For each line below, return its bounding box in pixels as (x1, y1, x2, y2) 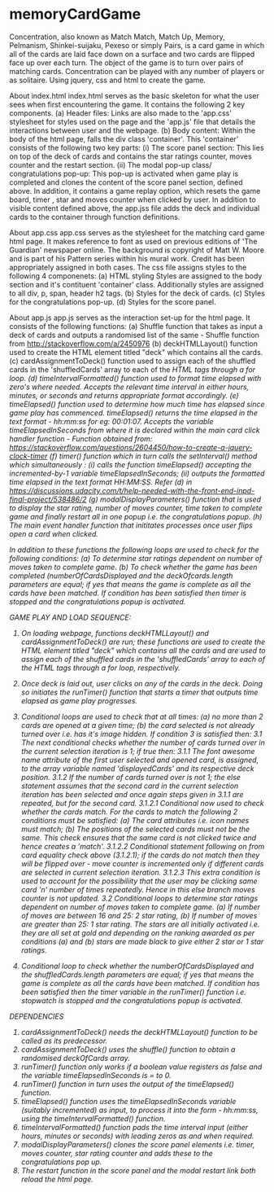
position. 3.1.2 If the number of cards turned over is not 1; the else (20, 772, 241, 782)
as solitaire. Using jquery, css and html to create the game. (9, 75, 207, 85)
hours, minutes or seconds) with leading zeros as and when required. (20, 1131, 254, 1141)
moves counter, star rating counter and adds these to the (20, 1148, 214, 1158)
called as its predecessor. (20, 1036, 108, 1045)
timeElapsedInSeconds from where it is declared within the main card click (9, 425, 260, 435)
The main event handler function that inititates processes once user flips (9, 520, 253, 530)
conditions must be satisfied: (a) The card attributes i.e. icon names (20, 815, 250, 825)
